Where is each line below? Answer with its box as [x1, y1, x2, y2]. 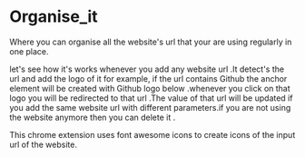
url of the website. [9, 139, 77, 150]
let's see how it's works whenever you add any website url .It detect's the [9, 64, 284, 74]
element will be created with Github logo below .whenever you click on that [9, 83, 290, 93]
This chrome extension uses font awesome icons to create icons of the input [9, 129, 296, 140]
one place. [9, 45, 49, 56]
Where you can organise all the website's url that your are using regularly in [9, 36, 292, 47]
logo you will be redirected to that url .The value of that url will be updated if [9, 93, 293, 103]
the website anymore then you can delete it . [9, 112, 176, 123]
